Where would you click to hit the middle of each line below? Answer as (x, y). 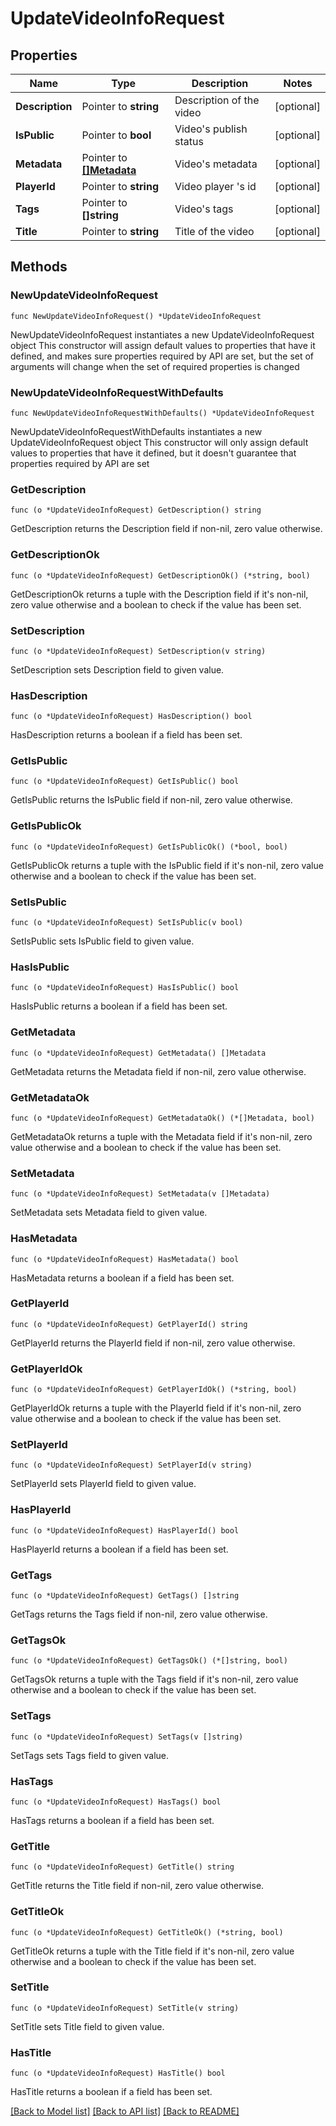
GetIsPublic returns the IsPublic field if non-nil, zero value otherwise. (151, 800)
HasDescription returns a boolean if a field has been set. (126, 735)
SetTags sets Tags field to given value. (90, 1755)
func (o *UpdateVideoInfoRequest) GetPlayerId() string (129, 1324)
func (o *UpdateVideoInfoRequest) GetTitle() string (122, 1867)
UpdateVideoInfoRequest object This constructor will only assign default (159, 442)
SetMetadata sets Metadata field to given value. (109, 1213)
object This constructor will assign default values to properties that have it (163, 345)
